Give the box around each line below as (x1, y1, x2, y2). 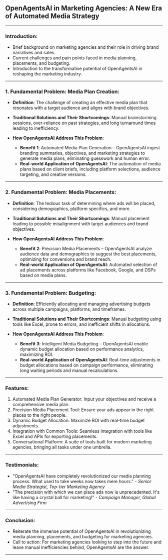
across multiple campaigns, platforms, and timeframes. (12, 306, 126, 312)
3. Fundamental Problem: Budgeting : (5, 289, 96, 296)
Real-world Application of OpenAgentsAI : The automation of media (19, 161, 161, 167)
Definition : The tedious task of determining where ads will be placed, (12, 200, 156, 206)
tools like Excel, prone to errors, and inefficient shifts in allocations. (12, 321, 151, 327)
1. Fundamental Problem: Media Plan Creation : (5, 88, 120, 95)
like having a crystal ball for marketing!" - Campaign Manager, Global (12, 494, 156, 500)
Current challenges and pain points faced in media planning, (12, 55, 137, 61)
